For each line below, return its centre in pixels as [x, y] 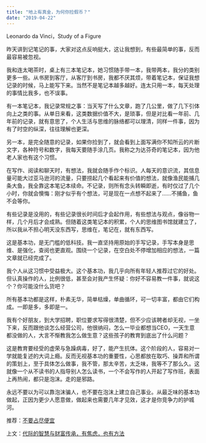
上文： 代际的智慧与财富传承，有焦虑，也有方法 [65, 433]
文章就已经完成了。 [31, 258]
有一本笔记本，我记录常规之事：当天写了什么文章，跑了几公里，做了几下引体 [103, 106]
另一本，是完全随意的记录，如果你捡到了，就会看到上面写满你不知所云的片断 [103, 142]
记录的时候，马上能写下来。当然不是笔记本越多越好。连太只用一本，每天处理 [103, 85]
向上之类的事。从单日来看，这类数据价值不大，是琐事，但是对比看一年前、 [100, 114]
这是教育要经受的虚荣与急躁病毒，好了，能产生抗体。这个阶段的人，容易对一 [103, 348]
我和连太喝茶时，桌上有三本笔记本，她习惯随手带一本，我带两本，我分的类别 [103, 70]
